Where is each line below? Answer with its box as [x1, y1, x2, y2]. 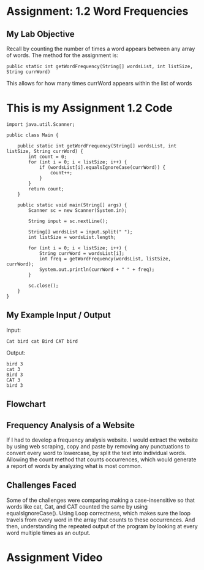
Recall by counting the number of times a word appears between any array [6, 45, 195, 52]
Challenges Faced [6, 480, 77, 491]
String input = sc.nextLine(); [28, 218, 108, 224]
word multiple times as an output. [6, 529, 91, 536]
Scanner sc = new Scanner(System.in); [28, 207, 127, 213]
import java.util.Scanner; [6, 121, 75, 127]
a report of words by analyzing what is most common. [6, 462, 143, 469]
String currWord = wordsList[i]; [39, 250, 124, 256]
